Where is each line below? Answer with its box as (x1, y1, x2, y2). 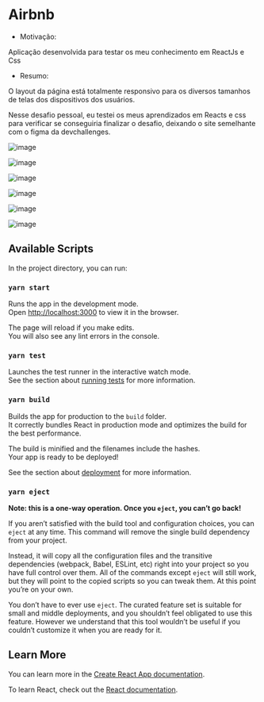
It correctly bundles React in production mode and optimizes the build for (8, 420, 247, 429)
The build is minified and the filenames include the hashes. (8, 443, 201, 453)
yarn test (8, 351, 46, 360)
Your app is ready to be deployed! (8, 452, 119, 462)
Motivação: (19, 32, 57, 41)
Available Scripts (8, 242, 94, 255)
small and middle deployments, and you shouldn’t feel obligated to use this (8, 608, 252, 618)
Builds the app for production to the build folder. (8, 411, 167, 421)
